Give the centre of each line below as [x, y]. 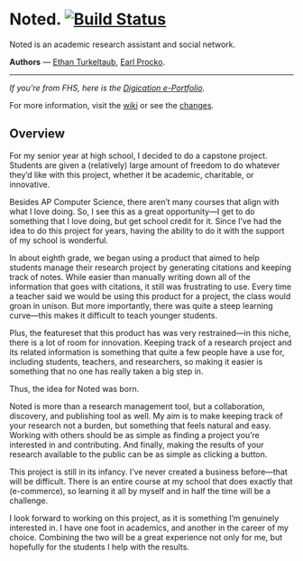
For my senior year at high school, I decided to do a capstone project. [138, 155]
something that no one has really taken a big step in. [106, 371]
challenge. [29, 500]
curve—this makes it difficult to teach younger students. [114, 315]
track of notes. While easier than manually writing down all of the [130, 276]
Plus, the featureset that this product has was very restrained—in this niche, [150, 332]
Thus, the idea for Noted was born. [74, 388]
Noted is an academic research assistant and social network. [123, 44]
